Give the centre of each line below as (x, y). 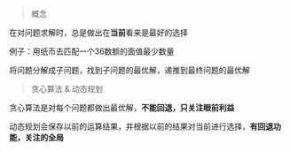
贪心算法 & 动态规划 (67, 89)
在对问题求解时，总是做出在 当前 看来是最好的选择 (98, 33)
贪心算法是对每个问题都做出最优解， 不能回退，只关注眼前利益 (122, 108)
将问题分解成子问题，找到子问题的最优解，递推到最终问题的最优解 (129, 70)
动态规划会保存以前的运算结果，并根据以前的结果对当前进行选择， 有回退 (141, 126)
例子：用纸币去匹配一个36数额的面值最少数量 (92, 51)
